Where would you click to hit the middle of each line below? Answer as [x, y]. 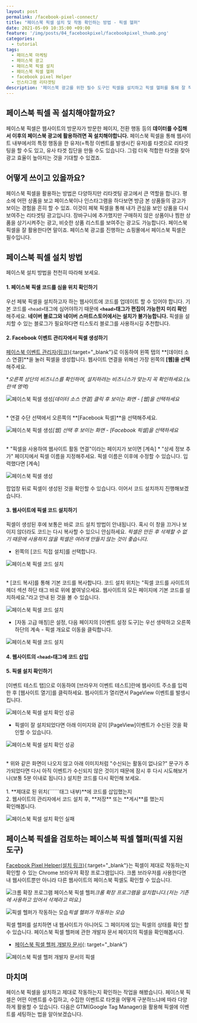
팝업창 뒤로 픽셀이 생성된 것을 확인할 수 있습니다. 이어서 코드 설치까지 [85, 488]
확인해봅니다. [21, 806]
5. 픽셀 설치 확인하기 [29, 671]
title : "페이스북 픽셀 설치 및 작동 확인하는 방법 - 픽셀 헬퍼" [73, 22]
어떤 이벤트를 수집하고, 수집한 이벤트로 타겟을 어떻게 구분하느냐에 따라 [97, 1000]
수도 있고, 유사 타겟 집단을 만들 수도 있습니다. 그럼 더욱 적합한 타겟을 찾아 [107, 150]
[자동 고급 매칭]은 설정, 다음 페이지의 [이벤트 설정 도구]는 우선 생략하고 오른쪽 [103, 622]
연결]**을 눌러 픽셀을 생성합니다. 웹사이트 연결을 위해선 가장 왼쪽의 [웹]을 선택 [101, 359]
